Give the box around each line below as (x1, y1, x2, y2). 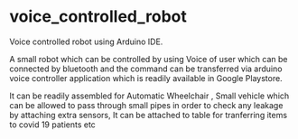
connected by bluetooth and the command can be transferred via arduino (9, 63, 283, 74)
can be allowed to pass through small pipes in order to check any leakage (9, 99, 284, 110)
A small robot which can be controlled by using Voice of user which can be (9, 53, 288, 64)
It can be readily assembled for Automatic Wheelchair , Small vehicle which (9, 90, 290, 101)
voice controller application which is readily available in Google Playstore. (9, 72, 283, 83)
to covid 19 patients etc (9, 119, 97, 130)
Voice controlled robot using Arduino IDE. (9, 36, 163, 47)
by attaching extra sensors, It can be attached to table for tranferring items (9, 109, 287, 120)
